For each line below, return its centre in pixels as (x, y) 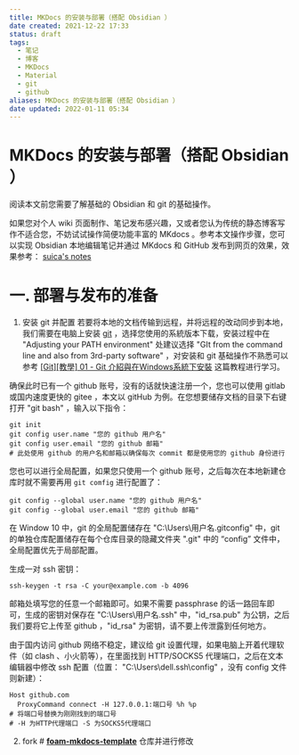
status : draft (36, 34)
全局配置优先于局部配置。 (56, 550)
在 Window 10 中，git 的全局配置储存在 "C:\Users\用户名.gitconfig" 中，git (145, 528)
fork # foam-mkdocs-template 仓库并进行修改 (108, 742)
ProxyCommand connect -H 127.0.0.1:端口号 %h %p (107, 705)
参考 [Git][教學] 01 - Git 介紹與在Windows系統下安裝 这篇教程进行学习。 (153, 367)
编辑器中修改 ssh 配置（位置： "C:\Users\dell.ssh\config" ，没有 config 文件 (148, 667)
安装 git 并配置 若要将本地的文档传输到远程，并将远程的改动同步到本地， (155, 323)
